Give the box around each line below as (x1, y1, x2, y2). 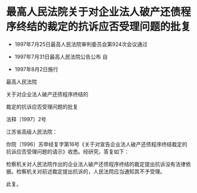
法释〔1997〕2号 (6, 115, 47, 122)
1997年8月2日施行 (14, 65, 59, 72)
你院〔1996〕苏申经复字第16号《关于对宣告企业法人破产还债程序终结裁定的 (6, 141, 188, 148)
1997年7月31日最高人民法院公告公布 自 (14, 53, 108, 60)
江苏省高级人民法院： (6, 128, 57, 135)
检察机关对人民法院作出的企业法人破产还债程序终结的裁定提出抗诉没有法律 (6, 160, 186, 168)
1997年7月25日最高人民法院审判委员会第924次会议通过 (14, 41, 148, 48)
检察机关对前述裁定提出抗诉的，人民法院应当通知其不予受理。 (16, 168, 165, 175)
